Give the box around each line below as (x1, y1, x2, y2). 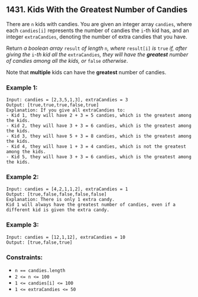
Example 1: (6, 83, 38, 91)
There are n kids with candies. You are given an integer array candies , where (6, 20, 192, 27)
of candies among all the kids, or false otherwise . (6, 57, 128, 64)
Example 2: (6, 173, 39, 181)
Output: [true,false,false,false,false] (6, 191, 108, 197)
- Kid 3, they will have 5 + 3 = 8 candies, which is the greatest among (6, 133, 192, 139)
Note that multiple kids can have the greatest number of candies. (6, 68, 167, 76)
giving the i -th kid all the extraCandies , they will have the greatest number (6, 50, 189, 58)
